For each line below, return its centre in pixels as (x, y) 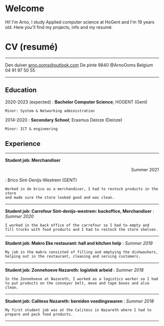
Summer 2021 (145, 169)
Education (21, 90)
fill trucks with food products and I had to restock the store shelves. (82, 229)
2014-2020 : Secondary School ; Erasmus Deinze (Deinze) (64, 120)
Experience (23, 144)
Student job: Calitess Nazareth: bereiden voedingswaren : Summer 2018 (80, 301)
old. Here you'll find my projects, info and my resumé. (59, 27)
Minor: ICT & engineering (31, 129)
